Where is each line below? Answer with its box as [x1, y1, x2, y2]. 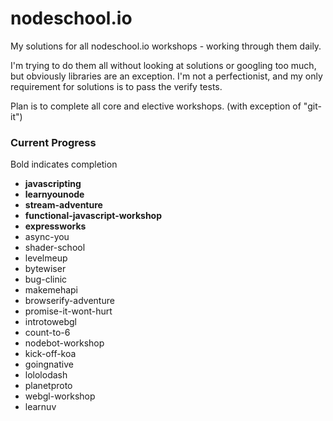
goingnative [24, 358, 74, 371]
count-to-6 [24, 327, 71, 339]
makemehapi [24, 284, 78, 296]
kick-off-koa [24, 348, 77, 360]
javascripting [24, 178, 82, 190]
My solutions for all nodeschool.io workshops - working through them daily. [10, 40, 322, 52]
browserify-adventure [24, 295, 115, 307]
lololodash [24, 369, 68, 381]
